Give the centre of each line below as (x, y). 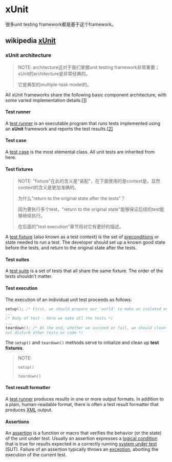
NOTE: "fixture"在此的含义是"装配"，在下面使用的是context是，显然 (89, 181)
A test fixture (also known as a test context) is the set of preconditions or (82, 237)
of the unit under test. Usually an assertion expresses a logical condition (81, 438)
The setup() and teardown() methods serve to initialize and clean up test (82, 343)
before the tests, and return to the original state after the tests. (71, 248)
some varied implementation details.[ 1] (46, 100)
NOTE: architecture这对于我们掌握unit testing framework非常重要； (89, 67)
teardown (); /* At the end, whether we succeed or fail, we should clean (86, 328)
